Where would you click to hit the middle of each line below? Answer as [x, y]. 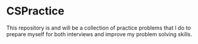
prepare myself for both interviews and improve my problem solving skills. [99, 34]
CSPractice [35, 11]
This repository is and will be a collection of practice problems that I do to [99, 28]
